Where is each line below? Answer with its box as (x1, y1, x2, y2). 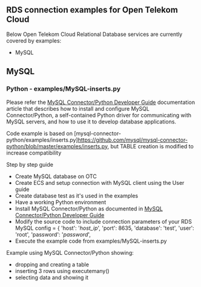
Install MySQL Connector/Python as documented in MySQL (15, 205, 163, 212)
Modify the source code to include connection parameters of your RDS (15, 218, 192, 225)
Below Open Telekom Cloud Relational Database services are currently (6, 30, 183, 38)
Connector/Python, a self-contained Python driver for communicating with (6, 111, 192, 119)
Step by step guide (6, 161, 53, 168)
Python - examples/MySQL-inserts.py (6, 85, 121, 93)
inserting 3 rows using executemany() (15, 267, 110, 274)
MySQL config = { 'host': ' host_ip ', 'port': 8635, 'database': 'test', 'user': (15, 224, 195, 232)
